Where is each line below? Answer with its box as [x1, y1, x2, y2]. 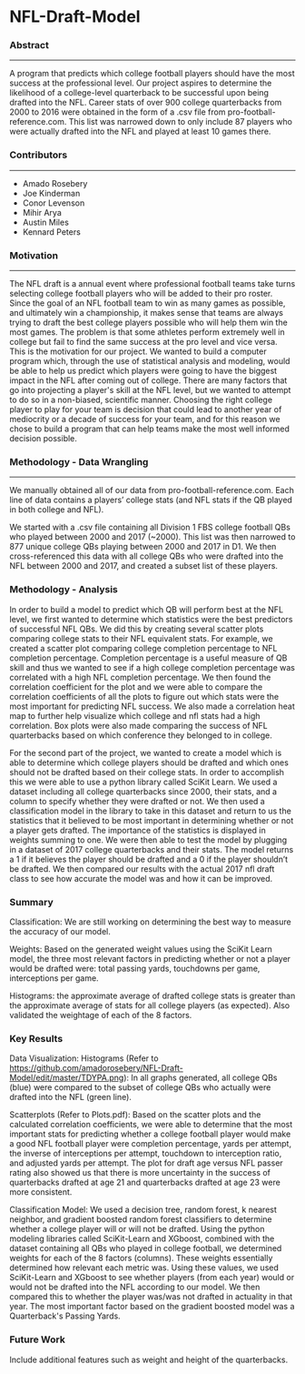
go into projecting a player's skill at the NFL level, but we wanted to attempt [9, 385, 291, 396]
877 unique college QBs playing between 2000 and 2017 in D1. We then [9, 541, 277, 552]
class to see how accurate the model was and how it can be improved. [9, 873, 273, 884]
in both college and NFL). [9, 504, 104, 515]
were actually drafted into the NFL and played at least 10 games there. [9, 126, 271, 137]
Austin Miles [22, 217, 70, 227]
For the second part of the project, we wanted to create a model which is [9, 747, 282, 758]
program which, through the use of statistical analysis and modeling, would [9, 356, 290, 367]
